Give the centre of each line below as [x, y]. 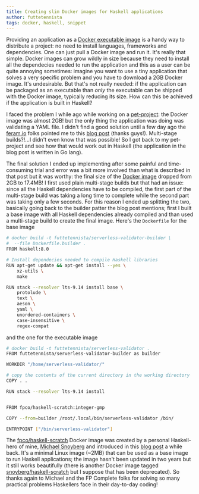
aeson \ [26, 304]
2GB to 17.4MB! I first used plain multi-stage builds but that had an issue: [95, 183]
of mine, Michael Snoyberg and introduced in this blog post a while [100, 446]
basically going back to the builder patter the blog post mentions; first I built [99, 208]
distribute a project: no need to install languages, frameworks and [87, 46]
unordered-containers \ [46, 315]
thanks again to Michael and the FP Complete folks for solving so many [93, 478]
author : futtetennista [34, 17]
